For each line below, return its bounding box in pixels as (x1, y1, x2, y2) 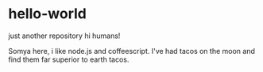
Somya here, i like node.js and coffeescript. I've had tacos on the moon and (8, 46, 256, 55)
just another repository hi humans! (8, 31, 121, 40)
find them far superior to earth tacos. (8, 55, 130, 64)
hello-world (8, 5, 87, 23)
